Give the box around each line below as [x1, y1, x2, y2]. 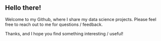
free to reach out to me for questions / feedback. [5, 21, 103, 27]
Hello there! [5, 4, 41, 12]
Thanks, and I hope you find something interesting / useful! [5, 31, 124, 36]
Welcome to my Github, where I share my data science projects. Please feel [5, 16, 157, 22]
